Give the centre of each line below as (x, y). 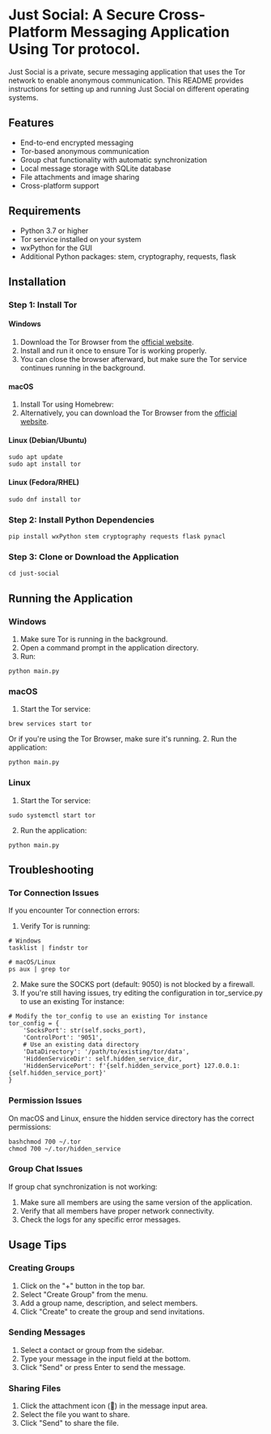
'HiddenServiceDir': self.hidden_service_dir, (103, 1059)
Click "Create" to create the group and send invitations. (112, 1311)
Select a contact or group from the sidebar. (92, 1350)
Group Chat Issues (46, 1169)
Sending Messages (47, 1332)
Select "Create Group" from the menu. (84, 1294)
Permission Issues (45, 1100)
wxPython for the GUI (56, 248)
